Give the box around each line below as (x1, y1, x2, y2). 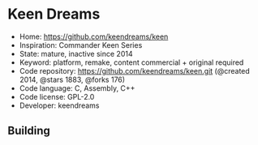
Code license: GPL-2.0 (19, 92, 95, 101)
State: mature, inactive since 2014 (19, 49, 133, 58)
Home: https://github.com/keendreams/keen (19, 32, 169, 41)
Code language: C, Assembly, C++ (19, 83, 135, 93)
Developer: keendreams (19, 100, 100, 110)
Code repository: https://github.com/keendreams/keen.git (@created (19, 66, 251, 75)
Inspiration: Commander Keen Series (19, 40, 143, 49)
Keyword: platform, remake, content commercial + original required (19, 58, 244, 67)
